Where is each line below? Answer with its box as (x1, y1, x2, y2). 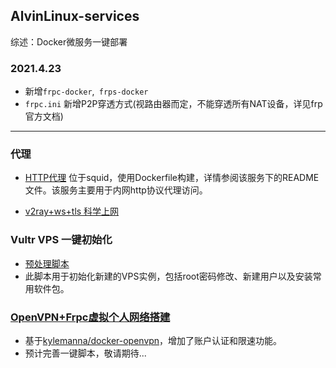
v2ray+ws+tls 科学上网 (24, 205, 120, 218)
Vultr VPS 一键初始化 (10, 233, 113, 247)
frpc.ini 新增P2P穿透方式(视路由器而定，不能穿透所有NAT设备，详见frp (24, 98, 323, 110)
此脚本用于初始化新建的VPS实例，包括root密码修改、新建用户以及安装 (24, 270, 313, 282)
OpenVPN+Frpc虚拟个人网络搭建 (10, 310, 171, 324)
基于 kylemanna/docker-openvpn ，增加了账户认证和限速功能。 (24, 335, 283, 346)
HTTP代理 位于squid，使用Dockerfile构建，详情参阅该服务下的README (24, 172, 320, 184)
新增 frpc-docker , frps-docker (24, 85, 149, 98)
